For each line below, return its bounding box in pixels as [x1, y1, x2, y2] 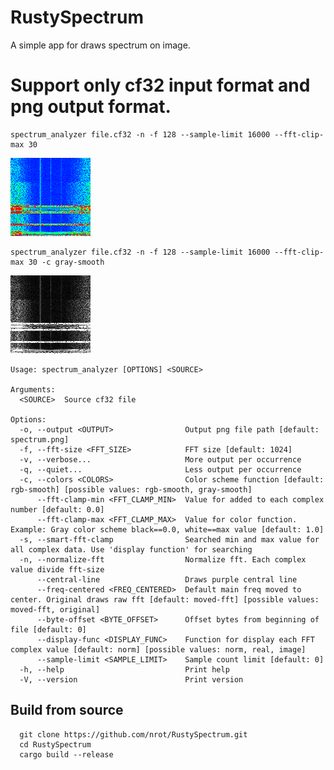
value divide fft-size [10, 564, 105, 575]
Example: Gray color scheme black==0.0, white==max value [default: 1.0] [10, 524, 325, 535]
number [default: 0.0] [10, 504, 105, 515]
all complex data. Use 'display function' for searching [10, 544, 253, 555]
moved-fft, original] [10, 604, 101, 615]
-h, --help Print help [19, 664, 230, 675]
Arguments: [10, 384, 56, 395]
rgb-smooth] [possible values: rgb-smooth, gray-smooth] [10, 484, 253, 495]
